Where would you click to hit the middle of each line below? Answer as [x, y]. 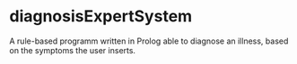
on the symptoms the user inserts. [73, 50]
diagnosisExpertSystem [101, 16]
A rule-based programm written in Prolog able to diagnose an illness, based [149, 41]
